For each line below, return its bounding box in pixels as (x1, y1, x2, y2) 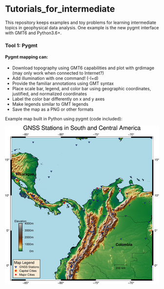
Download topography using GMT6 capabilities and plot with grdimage (12, 65, 155, 71)
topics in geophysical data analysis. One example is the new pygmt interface (5, 24, 159, 30)
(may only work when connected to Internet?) (12, 70, 104, 76)
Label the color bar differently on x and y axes (12, 96, 105, 102)
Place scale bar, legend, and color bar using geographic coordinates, (12, 86, 151, 92)
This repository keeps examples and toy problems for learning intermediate (5, 19, 156, 25)
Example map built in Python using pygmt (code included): (5, 116, 123, 122)
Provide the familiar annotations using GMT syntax (12, 80, 114, 86)
